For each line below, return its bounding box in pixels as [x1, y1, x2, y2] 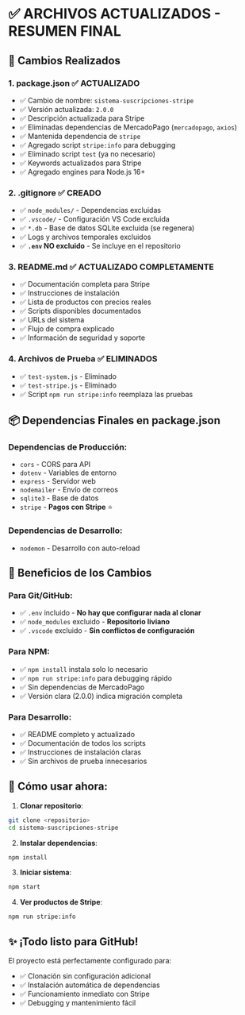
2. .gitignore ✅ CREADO [8, 187, 101, 199]
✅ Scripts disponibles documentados [19, 307, 141, 316]
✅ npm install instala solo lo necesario [19, 664, 148, 673]
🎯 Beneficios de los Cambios [8, 566, 152, 580]
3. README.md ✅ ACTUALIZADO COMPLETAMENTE [8, 261, 214, 272]
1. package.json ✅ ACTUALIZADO [8, 77, 140, 88]
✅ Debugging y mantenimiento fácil [19, 998, 136, 1008]
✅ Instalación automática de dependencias [19, 980, 160, 990]
